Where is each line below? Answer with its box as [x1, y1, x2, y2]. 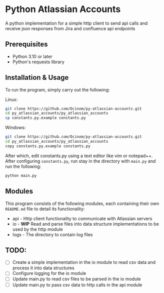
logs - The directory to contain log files [12, 231, 93, 237]
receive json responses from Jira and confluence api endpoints [5, 25, 135, 31]
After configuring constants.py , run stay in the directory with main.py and [5, 158, 156, 164]
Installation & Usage [5, 73, 69, 82]
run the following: [5, 163, 41, 169]
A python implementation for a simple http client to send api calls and [5, 20, 148, 26]
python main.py [5, 173, 37, 178]
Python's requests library [12, 59, 65, 65]
